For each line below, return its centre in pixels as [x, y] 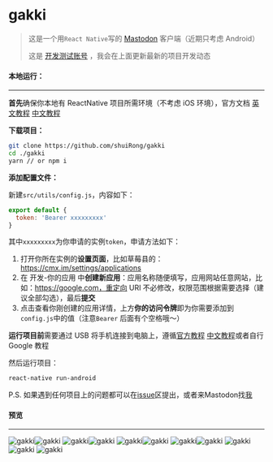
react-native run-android [52, 378]
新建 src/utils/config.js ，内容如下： [72, 194]
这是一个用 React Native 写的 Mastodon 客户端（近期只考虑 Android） [144, 38]
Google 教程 [29, 346]
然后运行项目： [33, 363]
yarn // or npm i [38, 161]
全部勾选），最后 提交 [61, 298]
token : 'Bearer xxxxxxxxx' [61, 218]
